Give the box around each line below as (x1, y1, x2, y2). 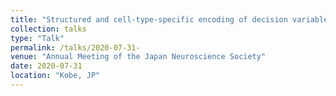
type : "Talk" (10, 33, 65, 43)
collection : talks (10, 24, 87, 34)
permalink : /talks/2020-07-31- (10, 42, 141, 53)
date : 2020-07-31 (10, 61, 83, 71)
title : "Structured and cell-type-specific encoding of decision (10, 14, 288, 25)
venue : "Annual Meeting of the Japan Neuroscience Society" (10, 52, 267, 62)
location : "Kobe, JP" (10, 71, 101, 81)
